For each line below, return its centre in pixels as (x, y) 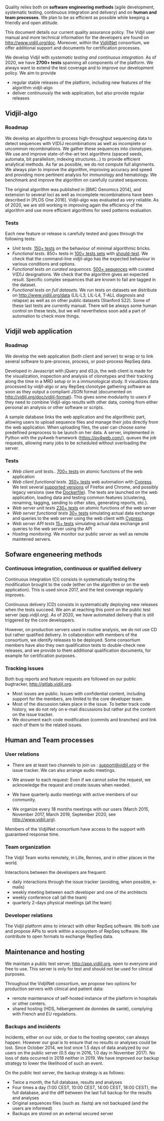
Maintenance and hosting (45, 952)
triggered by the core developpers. (40, 620)
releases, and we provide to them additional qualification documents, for (78, 650)
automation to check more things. (46, 316)
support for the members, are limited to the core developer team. (78, 699)
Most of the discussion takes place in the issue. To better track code (81, 704)
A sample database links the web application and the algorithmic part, (75, 417)
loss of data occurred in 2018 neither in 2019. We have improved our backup (82, 1058)
